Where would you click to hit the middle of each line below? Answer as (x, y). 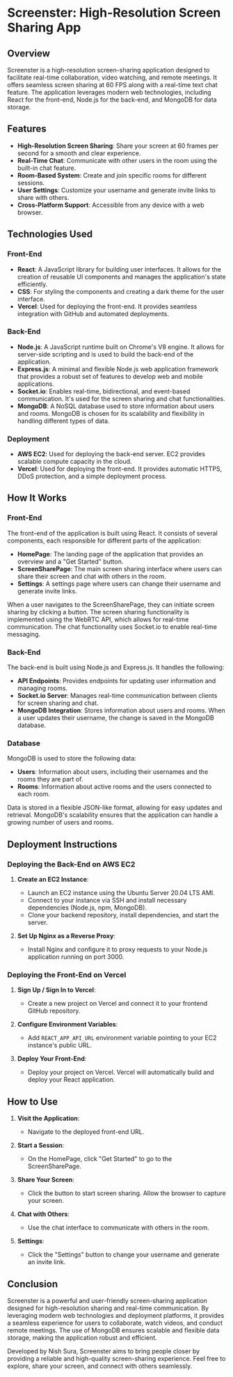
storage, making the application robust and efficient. (82, 1337)
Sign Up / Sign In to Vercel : (56, 990)
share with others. (43, 197)
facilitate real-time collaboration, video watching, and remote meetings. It (112, 77)
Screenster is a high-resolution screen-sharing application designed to (109, 70)
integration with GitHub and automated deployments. (93, 313)
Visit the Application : (48, 1119)
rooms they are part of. (50, 779)
